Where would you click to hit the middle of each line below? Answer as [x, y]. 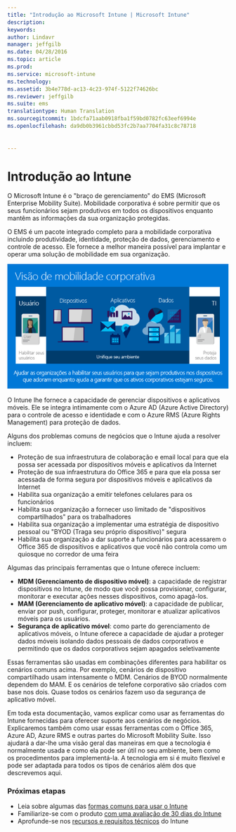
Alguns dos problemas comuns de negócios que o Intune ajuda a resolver [114, 436]
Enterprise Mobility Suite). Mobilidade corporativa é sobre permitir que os [114, 203]
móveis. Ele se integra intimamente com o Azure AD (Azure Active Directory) [118, 407]
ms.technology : [29, 82]
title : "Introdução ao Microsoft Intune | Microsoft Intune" [99, 15]
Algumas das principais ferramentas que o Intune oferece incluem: [104, 567]
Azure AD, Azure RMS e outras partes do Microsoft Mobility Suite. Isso [109, 735]
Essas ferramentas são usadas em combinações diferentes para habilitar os [117, 662]
